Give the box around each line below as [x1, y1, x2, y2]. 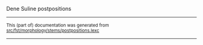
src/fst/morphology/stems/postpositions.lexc [6, 28, 100, 34]
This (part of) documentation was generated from [6, 22, 109, 28]
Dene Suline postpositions [6, 5, 71, 12]
